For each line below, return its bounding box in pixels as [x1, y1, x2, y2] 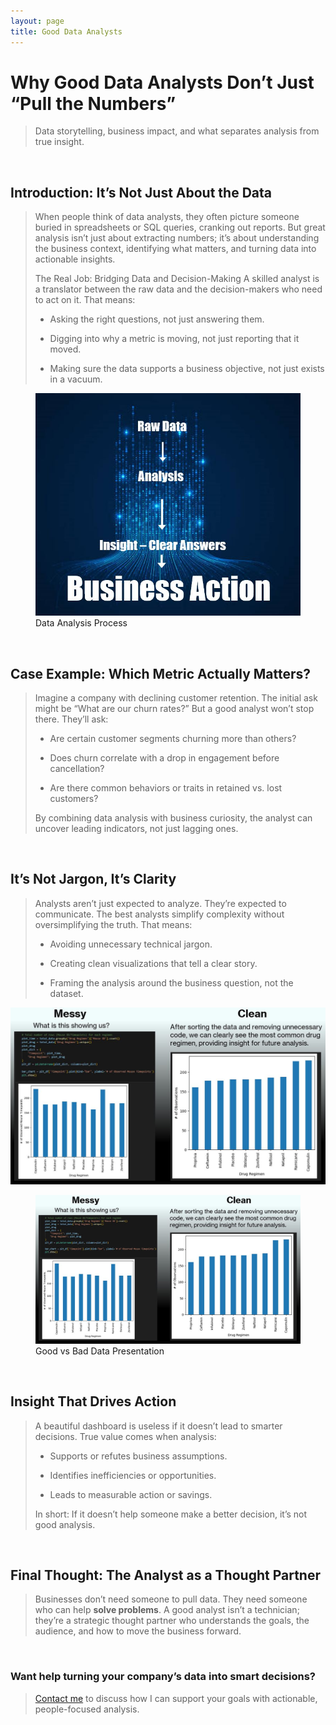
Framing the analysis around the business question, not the [49, 976, 294, 989]
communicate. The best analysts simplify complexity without [34, 908, 285, 920]
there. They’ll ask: [34, 713, 109, 725]
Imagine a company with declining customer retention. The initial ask [34, 691, 318, 704]
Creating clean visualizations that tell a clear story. [49, 957, 258, 969]
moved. [49, 343, 82, 355]
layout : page [10, 16, 65, 26]
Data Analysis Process [35, 617, 128, 629]
